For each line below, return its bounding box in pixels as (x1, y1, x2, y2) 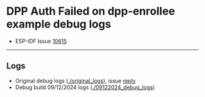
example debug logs (6, 17, 112, 31)
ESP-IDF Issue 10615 (15, 37, 67, 45)
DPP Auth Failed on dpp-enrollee (6, 4, 176, 18)
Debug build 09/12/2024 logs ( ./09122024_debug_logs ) (15, 84, 155, 91)
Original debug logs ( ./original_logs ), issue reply (15, 77, 136, 84)
